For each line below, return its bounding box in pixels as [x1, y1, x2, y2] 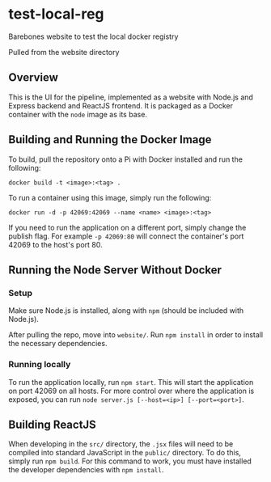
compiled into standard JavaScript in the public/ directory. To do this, [8, 448, 241, 458]
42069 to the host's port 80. [8, 239, 103, 249]
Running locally [8, 359, 71, 370]
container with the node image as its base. [8, 109, 148, 119]
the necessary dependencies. [8, 339, 108, 349]
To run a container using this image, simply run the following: [8, 192, 212, 202]
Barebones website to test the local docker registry [8, 32, 179, 41]
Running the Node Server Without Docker [8, 263, 222, 277]
